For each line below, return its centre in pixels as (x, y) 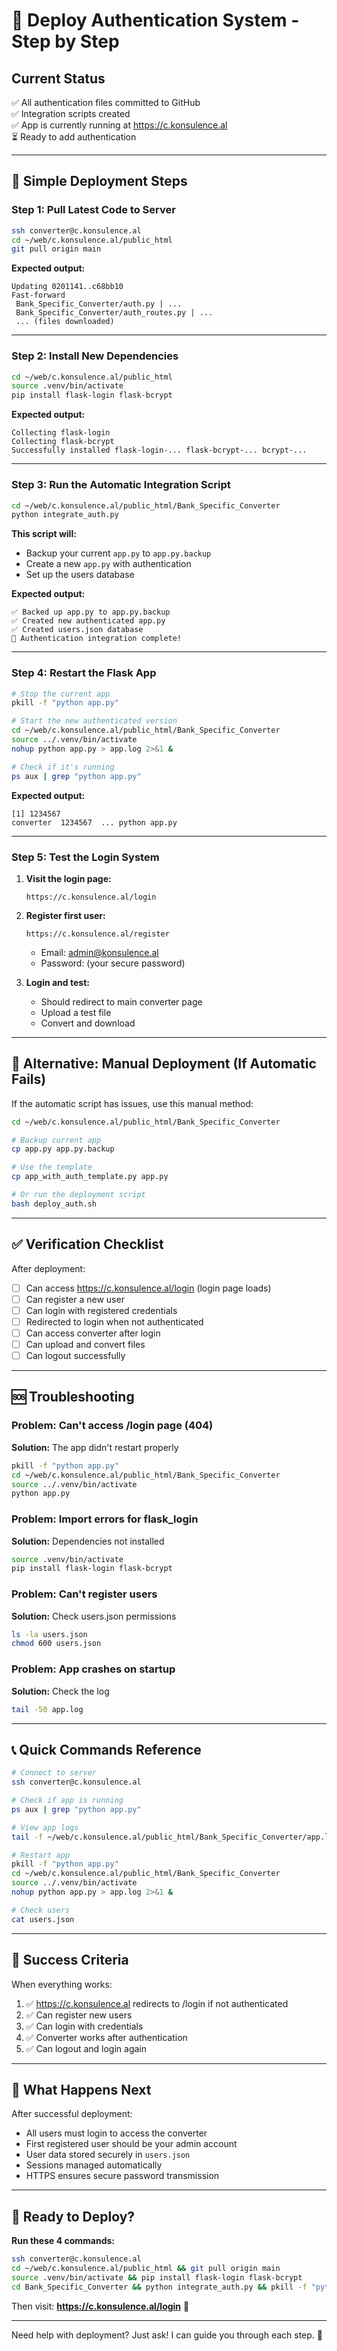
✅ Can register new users (79, 2015)
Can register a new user (75, 1299)
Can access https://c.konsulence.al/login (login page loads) (148, 1288)
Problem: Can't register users (84, 1594)
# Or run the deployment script (78, 1195)
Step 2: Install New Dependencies (95, 356)
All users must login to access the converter (116, 2133)
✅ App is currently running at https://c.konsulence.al (119, 125)
